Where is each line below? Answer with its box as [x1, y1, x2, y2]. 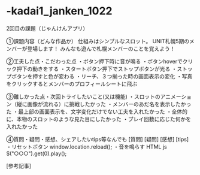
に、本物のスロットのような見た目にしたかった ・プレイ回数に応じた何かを [6, 115, 192, 122]
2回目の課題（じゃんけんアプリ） [6, 25, 89, 32]
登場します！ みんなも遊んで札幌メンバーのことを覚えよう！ [26, 45, 175, 52]
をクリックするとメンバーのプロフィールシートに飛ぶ [6, 80, 138, 87]
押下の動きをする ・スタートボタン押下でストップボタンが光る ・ [16, 65, 177, 73]
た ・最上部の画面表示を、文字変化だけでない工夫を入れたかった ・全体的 [6, 108, 187, 115]
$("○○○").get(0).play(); [6, 150, 67, 157]
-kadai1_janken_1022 [6, 4, 113, 18]
